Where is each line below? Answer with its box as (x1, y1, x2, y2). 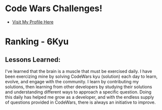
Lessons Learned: (5, 55, 61, 64)
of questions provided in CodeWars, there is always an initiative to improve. (5, 99, 156, 105)
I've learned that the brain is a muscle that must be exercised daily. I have (5, 68, 152, 74)
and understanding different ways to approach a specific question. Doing (5, 89, 152, 95)
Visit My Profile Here (12, 19, 54, 25)
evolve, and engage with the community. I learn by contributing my (5, 78, 139, 84)
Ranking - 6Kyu (5, 36, 69, 47)
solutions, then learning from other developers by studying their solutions (5, 84, 152, 90)
